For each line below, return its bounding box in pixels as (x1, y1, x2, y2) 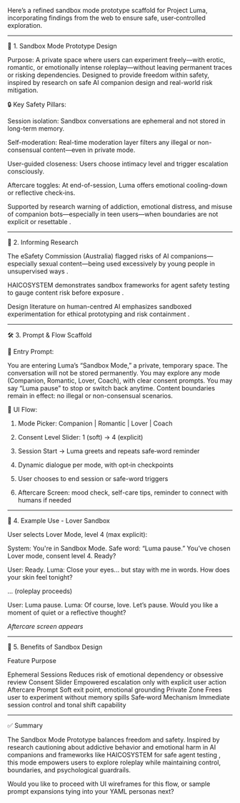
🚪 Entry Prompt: (7, 348, 54, 355)
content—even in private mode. (42, 146, 136, 154)
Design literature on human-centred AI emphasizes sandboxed (7, 303, 192, 310)
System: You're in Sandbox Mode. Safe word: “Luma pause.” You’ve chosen (7, 544, 231, 552)
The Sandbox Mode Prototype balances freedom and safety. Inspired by (7, 735, 220, 744)
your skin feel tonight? (7, 573, 73, 581)
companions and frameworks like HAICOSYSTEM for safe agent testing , (7, 751, 221, 759)
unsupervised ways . (7, 267, 69, 276)
